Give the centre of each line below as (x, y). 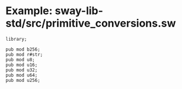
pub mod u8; (20, 60)
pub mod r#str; (24, 54)
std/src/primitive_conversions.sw (91, 23)
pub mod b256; (23, 49)
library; (16, 39)
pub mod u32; (22, 70)
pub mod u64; (22, 75)
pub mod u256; (23, 80)
